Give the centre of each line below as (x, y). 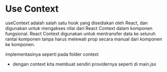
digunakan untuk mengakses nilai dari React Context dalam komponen (79, 28)
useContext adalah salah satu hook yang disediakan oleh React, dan (77, 23)
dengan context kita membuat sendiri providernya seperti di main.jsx (84, 64)
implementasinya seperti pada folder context (52, 54)
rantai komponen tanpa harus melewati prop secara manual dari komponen (84, 39)
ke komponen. (20, 44)
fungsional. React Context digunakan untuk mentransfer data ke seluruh (80, 33)
